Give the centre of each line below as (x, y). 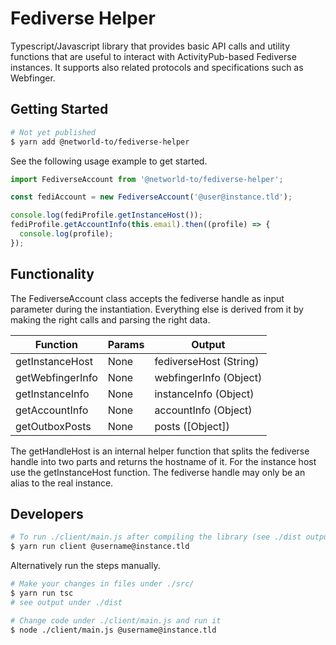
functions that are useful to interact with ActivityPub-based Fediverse (153, 56)
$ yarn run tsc (42, 593)
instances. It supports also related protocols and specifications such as (157, 67)
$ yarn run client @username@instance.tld (100, 547)
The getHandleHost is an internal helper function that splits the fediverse (160, 451)
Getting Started (59, 109)
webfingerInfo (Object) (208, 377)
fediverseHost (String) (207, 361)
